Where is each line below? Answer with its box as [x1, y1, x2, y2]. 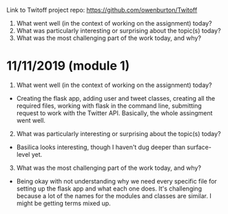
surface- [187, 143, 211, 151]
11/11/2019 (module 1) [6, 58, 130, 74]
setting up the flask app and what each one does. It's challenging [16, 184, 203, 193]
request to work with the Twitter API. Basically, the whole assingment [16, 108, 213, 117]
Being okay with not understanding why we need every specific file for [16, 177, 218, 185]
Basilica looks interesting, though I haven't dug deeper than [16, 143, 186, 151]
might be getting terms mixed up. [16, 199, 111, 207]
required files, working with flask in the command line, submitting [16, 101, 203, 110]
